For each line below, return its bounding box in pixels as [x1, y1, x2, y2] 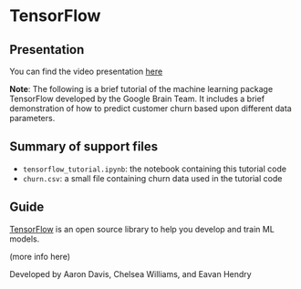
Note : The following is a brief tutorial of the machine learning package [9, 84, 274, 94]
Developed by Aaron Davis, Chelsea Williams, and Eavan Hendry [9, 268, 253, 279]
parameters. [9, 113, 56, 123]
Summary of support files [9, 139, 159, 155]
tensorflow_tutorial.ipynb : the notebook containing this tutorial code [22, 163, 287, 174]
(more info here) [9, 251, 71, 262]
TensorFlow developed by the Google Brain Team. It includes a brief [9, 93, 265, 104]
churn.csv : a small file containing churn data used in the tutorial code [22, 172, 283, 183]
